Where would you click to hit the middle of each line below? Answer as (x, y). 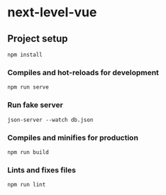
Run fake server (35, 105)
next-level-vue (52, 12)
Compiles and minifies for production (73, 138)
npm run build (28, 152)
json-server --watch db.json (50, 120)
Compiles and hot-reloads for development (83, 72)
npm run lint (27, 185)
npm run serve (28, 87)
